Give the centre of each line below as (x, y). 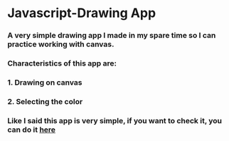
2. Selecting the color (45, 101)
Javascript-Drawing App (82, 13)
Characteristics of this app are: (62, 63)
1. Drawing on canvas (45, 82)
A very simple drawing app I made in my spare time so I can (112, 36)
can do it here (31, 130)
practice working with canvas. (61, 44)
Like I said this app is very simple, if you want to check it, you (115, 120)
